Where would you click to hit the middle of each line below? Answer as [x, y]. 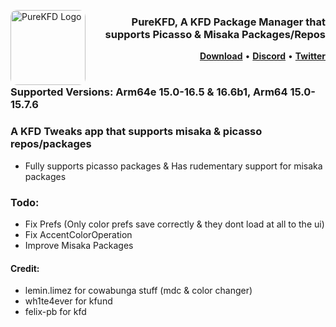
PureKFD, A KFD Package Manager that [228, 22]
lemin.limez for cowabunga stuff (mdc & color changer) [138, 291]
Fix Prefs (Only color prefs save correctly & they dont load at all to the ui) [174, 224]
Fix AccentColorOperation [78, 235]
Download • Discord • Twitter [262, 56]
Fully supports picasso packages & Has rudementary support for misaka [173, 166]
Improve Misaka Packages [79, 246]
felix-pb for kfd [55, 312]
